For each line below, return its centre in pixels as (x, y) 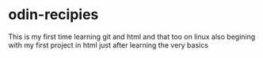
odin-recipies (53, 15)
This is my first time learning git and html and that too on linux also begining (132, 37)
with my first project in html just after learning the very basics (108, 44)
